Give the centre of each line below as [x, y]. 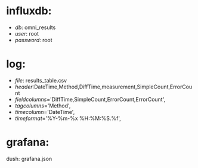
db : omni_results [35, 27]
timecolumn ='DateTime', [45, 112]
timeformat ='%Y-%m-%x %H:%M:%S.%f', [68, 118]
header [24, 87]
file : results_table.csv [41, 80]
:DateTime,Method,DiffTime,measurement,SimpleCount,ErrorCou [112, 87]
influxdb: [29, 11]
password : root [33, 40]
